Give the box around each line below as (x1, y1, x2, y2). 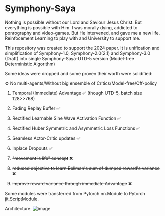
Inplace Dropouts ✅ (12, 145, 53, 151)
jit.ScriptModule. (5, 196, 39, 202)
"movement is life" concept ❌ (12, 155, 73, 161)
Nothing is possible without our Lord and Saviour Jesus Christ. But (5, 19, 142, 25)
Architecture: (5, 205, 32, 211)
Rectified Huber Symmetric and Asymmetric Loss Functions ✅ (12, 125, 141, 131)
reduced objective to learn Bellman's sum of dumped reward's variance (12, 165, 160, 171)
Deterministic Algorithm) (5, 61, 56, 67)
